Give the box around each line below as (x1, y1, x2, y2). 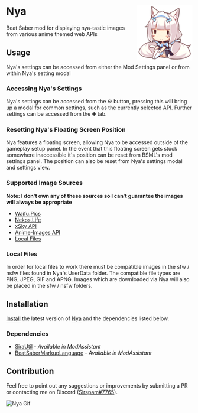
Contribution (6, 366, 54, 376)
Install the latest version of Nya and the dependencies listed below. (6, 315, 170, 322)
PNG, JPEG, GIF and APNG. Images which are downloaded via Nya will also (6, 275, 190, 282)
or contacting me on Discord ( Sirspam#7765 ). (6, 388, 118, 395)
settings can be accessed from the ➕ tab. (6, 110, 108, 118)
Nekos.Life (14, 216, 41, 223)
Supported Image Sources (6, 179, 83, 187)
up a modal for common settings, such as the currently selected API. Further (6, 104, 192, 111)
